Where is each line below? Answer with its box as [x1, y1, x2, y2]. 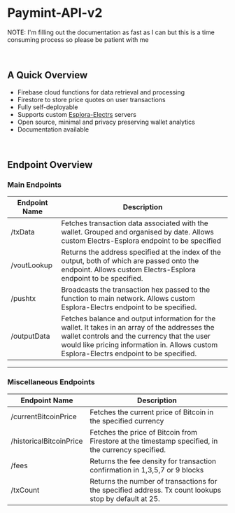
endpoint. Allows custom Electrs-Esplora [61, 265, 196, 274]
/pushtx [10, 294, 36, 304]
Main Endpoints [7, 180, 62, 190]
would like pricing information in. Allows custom [61, 340, 218, 350]
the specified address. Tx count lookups [90, 485, 222, 495]
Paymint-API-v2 [7, 5, 103, 21]
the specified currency [90, 416, 164, 426]
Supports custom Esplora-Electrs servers [17, 110, 136, 118]
